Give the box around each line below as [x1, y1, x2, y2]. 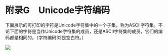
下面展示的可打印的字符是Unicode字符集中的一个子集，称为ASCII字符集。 [5, 22, 158, 28]
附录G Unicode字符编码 [5, 4, 110, 16]
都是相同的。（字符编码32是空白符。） [9, 34, 87, 40]
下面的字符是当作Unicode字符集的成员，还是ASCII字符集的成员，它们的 [9, 28, 158, 34]
